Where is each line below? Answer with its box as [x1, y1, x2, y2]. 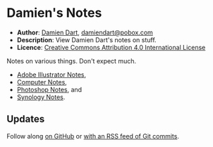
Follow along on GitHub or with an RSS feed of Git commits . [6, 132, 179, 140]
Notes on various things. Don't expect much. [6, 56, 137, 65]
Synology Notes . [16, 93, 66, 101]
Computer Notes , [16, 77, 68, 86]
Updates [6, 113, 45, 125]
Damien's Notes [6, 5, 102, 21]
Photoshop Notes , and [16, 85, 83, 94]
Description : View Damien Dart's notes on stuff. [16, 35, 157, 44]
